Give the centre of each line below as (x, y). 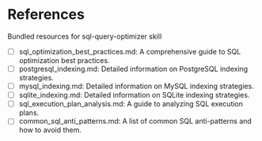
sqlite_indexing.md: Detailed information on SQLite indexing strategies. (134, 95)
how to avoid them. (50, 130)
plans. (29, 113)
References (46, 15)
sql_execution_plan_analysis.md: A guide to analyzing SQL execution (131, 104)
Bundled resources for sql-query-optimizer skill (85, 36)
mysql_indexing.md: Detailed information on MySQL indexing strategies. (136, 86)
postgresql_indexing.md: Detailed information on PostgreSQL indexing (133, 69)
